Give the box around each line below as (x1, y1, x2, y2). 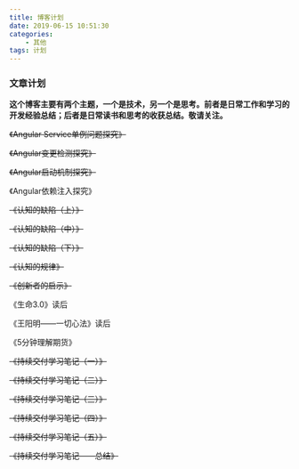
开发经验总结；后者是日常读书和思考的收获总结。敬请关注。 (9, 110, 228, 121)
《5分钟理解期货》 (9, 337, 77, 348)
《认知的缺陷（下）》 (9, 242, 84, 254)
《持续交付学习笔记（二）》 (9, 375, 107, 385)
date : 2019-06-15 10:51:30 (9, 21, 109, 30)
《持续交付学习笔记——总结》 (9, 450, 118, 461)
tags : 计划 (9, 46, 47, 55)
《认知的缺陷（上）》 (9, 205, 84, 215)
